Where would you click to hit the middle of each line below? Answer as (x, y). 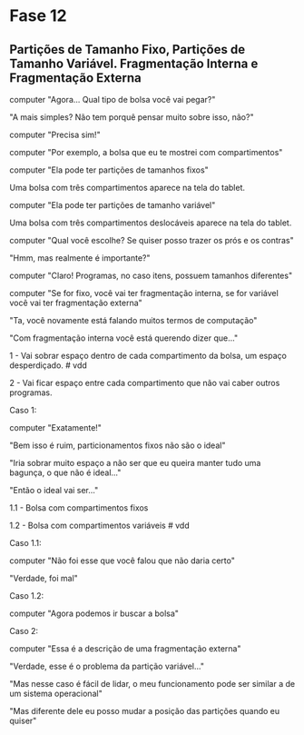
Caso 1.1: (26, 543)
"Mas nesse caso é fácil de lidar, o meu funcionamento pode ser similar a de (152, 684)
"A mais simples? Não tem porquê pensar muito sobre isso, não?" (132, 117)
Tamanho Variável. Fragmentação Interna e (134, 63)
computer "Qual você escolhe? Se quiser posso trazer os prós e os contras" (152, 240)
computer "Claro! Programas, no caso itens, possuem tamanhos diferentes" (151, 275)
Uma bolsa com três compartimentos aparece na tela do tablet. (127, 188)
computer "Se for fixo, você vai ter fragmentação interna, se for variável (144, 293)
